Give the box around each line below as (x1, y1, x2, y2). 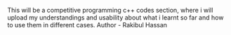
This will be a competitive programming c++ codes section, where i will (7, 6, 213, 14)
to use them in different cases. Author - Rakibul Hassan (7, 21, 167, 29)
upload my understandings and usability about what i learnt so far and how (7, 13, 224, 22)
